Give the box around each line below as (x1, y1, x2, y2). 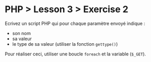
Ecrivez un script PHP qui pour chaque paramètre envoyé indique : (5, 20, 145, 26)
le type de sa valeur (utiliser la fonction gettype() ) (12, 41, 118, 47)
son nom (12, 30, 31, 36)
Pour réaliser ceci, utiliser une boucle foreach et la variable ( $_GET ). (5, 51, 146, 57)
